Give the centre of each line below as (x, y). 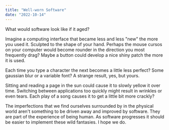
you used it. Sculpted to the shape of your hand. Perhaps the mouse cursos (84, 44)
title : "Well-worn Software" (36, 10)
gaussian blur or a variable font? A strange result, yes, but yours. (72, 75)
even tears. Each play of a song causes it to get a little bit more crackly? (80, 96)
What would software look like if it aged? (47, 29)
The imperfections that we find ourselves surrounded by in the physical (79, 106)
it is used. (15, 60)
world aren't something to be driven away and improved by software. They (83, 111)
